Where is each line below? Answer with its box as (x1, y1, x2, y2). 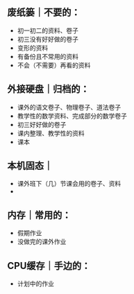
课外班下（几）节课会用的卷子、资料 (17, 180, 122, 188)
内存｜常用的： (7, 209, 72, 220)
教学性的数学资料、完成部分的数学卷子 (17, 112, 127, 120)
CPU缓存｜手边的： (7, 259, 91, 272)
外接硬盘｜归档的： (7, 83, 90, 95)
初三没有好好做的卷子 (17, 35, 78, 43)
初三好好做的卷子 (17, 120, 67, 128)
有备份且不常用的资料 (17, 52, 78, 60)
